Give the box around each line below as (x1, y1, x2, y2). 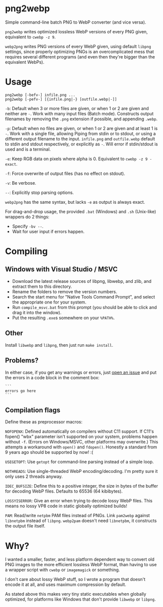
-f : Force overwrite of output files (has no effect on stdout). (5, 170, 126, 176)
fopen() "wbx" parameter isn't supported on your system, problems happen (5, 434, 158, 440)
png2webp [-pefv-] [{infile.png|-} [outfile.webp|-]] (5, 97, 117, 102)
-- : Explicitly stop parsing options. (5, 190, 74, 195)
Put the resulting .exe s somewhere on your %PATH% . (12, 315, 115, 321)
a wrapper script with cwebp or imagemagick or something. (5, 567, 120, 573)
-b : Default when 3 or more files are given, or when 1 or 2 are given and (5, 105, 149, 111)
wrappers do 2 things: (5, 214, 50, 220)
